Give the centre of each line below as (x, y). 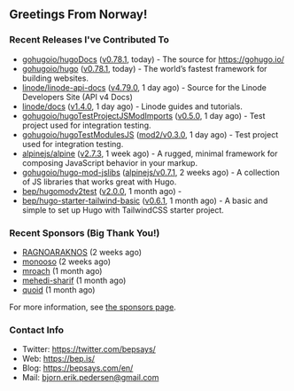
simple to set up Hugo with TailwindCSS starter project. (123, 210)
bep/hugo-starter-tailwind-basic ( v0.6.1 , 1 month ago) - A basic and (145, 200)
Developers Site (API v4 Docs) (77, 97)
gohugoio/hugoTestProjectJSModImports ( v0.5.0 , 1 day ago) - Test (143, 115)
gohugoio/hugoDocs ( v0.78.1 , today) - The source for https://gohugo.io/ (153, 59)
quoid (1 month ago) (58, 289)
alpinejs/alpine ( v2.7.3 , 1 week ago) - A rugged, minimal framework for (150, 153)
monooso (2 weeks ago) (66, 262)
